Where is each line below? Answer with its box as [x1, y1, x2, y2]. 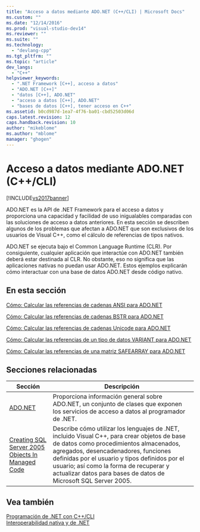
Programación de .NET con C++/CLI [6, 513, 95, 520]
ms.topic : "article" [6, 58, 58, 64]
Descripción [104, 382, 140, 391]
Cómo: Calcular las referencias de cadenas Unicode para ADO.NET [6, 324, 171, 332]
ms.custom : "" [6, 14, 42, 20]
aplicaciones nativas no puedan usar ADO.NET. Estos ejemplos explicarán [6, 262, 187, 269]
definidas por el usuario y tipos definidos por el [52, 454, 185, 463]
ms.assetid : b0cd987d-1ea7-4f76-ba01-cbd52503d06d [6, 109, 135, 115]
